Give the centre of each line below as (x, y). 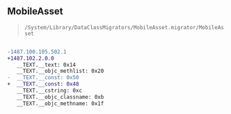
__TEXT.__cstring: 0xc (49, 91)
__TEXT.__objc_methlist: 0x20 (60, 71)
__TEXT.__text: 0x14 (46, 65)
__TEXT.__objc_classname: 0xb (60, 97)
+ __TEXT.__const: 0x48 (43, 84)
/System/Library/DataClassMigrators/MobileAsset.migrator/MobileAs (124, 27)
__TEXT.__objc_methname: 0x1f (60, 104)
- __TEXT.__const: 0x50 (43, 78)
